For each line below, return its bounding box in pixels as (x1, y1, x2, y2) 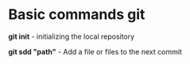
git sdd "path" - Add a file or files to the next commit (8, 47, 183, 56)
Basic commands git (8, 6, 145, 24)
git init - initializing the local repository (8, 32, 135, 41)
